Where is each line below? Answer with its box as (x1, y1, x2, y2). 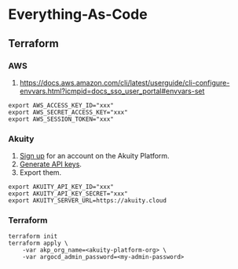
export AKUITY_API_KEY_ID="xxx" (8, 183, 114, 191)
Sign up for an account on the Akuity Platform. (19, 151, 170, 161)
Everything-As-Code (8, 5, 148, 24)
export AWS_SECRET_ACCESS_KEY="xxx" (8, 108, 128, 116)
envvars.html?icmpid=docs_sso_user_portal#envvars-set (19, 86, 205, 96)
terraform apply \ (8, 239, 68, 248)
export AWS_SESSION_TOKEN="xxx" (8, 115, 114, 123)
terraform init (8, 233, 58, 241)
